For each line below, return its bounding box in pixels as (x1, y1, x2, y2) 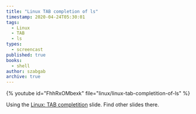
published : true (6, 52, 46, 58)
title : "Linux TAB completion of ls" (6, 8, 99, 15)
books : (6, 57, 22, 63)
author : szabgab (6, 68, 46, 74)
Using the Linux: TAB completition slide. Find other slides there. (6, 101, 160, 108)
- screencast (11, 47, 43, 53)
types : (6, 42, 22, 47)
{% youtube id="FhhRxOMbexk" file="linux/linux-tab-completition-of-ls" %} (6, 90, 191, 97)
